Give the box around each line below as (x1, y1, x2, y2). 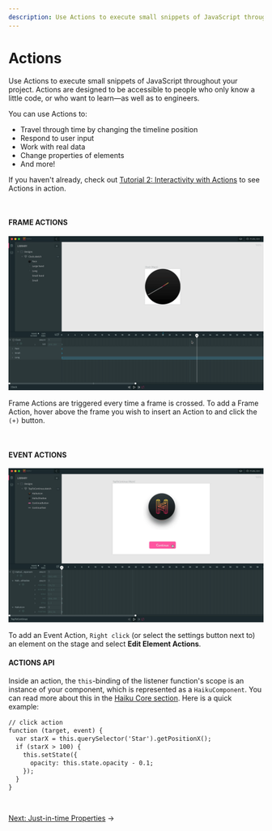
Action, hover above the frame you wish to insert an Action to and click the (8, 406, 257, 417)
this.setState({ (23, 751, 79, 759)
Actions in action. (8, 183, 66, 193)
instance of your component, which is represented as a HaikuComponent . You (8, 684, 262, 694)
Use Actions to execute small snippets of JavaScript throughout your (8, 75, 238, 85)
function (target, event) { (8, 726, 104, 735)
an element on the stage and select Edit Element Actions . (8, 639, 202, 649)
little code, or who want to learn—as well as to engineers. (8, 93, 200, 103)
